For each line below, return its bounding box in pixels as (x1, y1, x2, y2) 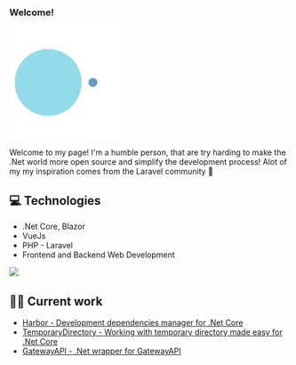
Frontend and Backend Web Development (21, 249, 175, 260)
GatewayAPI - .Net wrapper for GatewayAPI (21, 345, 181, 356)
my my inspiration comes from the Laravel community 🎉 (9, 166, 213, 177)
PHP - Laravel (21, 240, 74, 251)
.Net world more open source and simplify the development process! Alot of (9, 157, 287, 167)
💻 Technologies (9, 193, 101, 208)
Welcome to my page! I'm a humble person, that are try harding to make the (9, 147, 286, 158)
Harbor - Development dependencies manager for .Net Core (21, 317, 244, 328)
